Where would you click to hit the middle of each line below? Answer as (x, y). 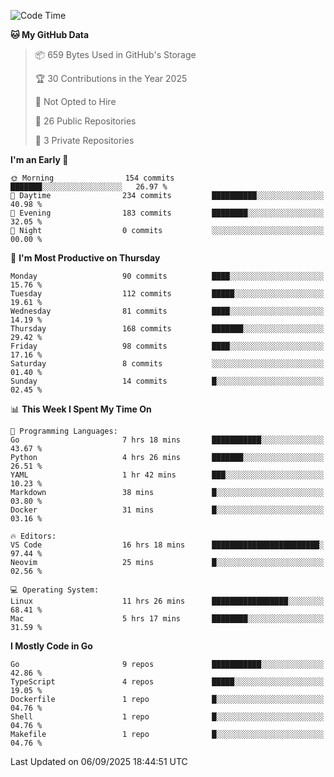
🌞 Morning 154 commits (92, 178)
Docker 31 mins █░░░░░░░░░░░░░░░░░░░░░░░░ (167, 510)
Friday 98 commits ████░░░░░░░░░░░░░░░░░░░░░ (167, 346)
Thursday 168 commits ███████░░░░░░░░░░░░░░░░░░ (167, 329)
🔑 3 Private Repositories (84, 140)
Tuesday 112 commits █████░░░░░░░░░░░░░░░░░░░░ (167, 294)
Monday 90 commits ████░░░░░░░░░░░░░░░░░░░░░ (167, 276)
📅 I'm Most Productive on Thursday (85, 258)
